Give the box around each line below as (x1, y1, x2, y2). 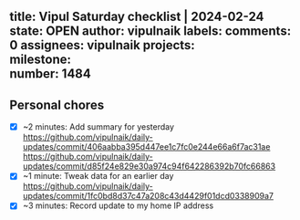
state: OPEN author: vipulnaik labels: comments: (9, 24, 292, 39)
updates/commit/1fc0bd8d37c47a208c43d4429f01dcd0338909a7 (22, 191, 274, 202)
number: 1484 (9, 66, 91, 82)
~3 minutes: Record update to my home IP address (22, 200, 214, 211)
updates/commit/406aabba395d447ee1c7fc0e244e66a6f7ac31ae (22, 141, 271, 152)
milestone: (9, 52, 71, 68)
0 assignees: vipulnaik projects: (9, 37, 196, 53)
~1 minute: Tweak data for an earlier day (22, 171, 174, 182)
